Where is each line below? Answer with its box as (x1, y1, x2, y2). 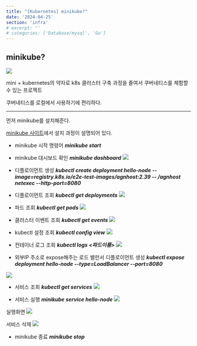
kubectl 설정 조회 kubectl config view (14, 229, 106, 236)
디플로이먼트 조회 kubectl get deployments (14, 191, 118, 198)
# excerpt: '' (6, 25, 41, 31)
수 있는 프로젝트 (6, 86, 43, 94)
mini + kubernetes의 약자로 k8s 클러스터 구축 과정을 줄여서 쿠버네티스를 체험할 (6, 79, 189, 86)
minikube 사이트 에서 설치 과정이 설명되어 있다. (6, 129, 113, 136)
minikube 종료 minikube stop (14, 333, 85, 340)
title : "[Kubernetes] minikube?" (6, 8, 88, 15)
